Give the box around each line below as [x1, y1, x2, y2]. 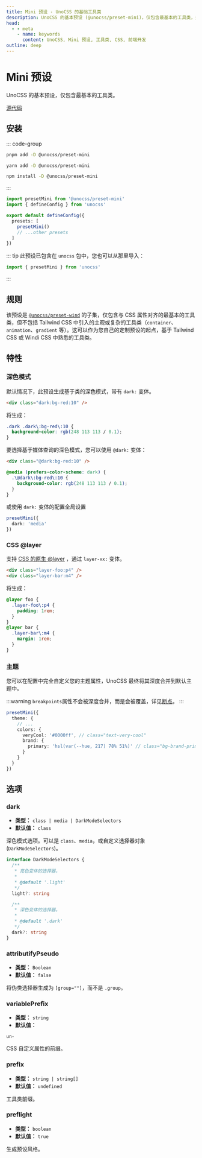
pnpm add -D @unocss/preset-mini [6, 151, 90, 157]
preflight [6, 1110, 32, 1119]
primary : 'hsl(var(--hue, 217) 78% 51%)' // [28, 743, 141, 750]
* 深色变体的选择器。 [14, 907, 60, 913]
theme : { [11, 715, 34, 721]
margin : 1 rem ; [17, 636, 52, 642]
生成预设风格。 [6, 1145, 43, 1153]
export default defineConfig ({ [6, 212, 85, 218]
